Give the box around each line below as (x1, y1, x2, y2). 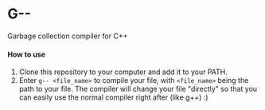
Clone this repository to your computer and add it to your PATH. (18, 67, 228, 77)
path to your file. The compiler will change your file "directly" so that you (18, 84, 258, 94)
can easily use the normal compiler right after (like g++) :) (18, 92, 208, 102)
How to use (7, 49, 45, 59)
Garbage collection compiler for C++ (7, 31, 128, 41)
